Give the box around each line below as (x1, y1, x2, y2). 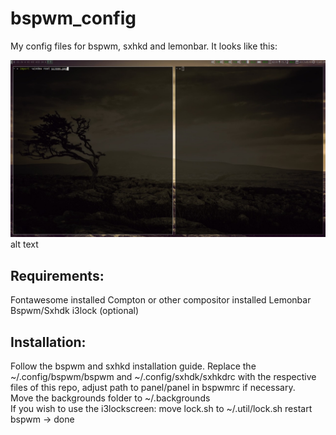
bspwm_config (10, 7, 137, 30)
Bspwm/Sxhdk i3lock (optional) (10, 305, 140, 317)
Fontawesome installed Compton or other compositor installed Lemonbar (10, 294, 312, 306)
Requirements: (10, 267, 105, 284)
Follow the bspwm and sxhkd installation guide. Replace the (10, 360, 257, 372)
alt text (10, 238, 39, 251)
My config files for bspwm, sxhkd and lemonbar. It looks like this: (10, 40, 278, 52)
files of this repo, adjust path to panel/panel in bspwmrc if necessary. (10, 382, 296, 394)
